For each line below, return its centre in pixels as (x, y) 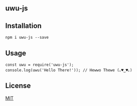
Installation (23, 26)
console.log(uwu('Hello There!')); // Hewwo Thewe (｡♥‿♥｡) (69, 70)
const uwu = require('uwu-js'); (39, 65)
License (18, 86)
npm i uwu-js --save (27, 38)
